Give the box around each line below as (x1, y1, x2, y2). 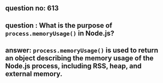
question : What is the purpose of (5, 21, 113, 30)
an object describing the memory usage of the (5, 54, 154, 62)
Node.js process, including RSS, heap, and (5, 62, 142, 70)
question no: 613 (5, 4, 59, 13)
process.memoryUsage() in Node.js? (5, 29, 115, 37)
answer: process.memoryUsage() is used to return (5, 46, 158, 55)
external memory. (5, 70, 63, 78)
